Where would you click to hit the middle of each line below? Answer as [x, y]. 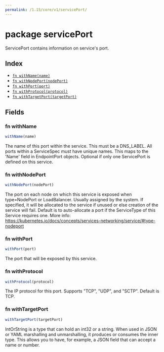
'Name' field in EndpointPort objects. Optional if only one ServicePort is [78, 156]
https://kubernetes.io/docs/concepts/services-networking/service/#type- [80, 221]
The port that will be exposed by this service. [51, 259]
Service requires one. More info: [38, 216]
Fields [15, 112]
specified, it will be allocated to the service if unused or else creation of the [82, 205]
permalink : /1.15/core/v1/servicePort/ [46, 10]
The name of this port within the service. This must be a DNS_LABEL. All [79, 146]
